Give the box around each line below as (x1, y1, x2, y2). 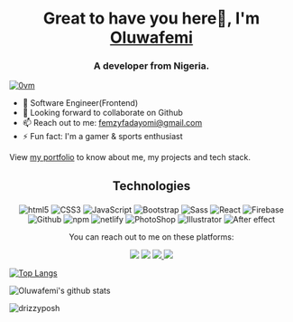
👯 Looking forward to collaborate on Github (22, 108, 183, 118)
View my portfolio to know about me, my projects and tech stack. (9, 152, 251, 163)
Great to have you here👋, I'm (43, 8, 260, 29)
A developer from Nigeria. (93, 60, 210, 72)
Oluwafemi (109, 27, 194, 48)
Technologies (112, 178, 191, 194)
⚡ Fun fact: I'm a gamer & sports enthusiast (22, 131, 183, 142)
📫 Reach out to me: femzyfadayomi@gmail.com (22, 118, 203, 128)
